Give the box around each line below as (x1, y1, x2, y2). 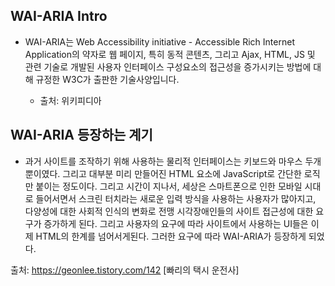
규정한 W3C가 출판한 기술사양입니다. (35, 73, 180, 85)
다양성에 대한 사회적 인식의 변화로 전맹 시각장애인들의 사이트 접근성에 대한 (24, 205, 314, 217)
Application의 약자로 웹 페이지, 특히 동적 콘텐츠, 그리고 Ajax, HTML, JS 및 (24, 48, 316, 60)
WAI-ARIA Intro (10, 8, 108, 25)
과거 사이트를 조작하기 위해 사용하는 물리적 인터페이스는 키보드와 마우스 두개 (24, 155, 322, 167)
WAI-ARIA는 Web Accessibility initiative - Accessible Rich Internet (24, 35, 295, 48)
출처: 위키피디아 (39, 94, 102, 106)
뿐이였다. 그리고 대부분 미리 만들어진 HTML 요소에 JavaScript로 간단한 (24, 167, 302, 179)
